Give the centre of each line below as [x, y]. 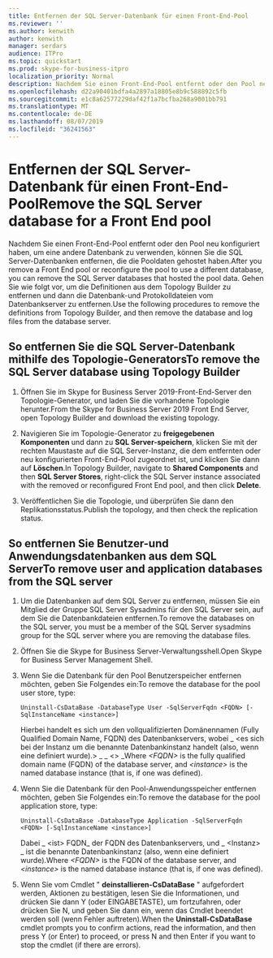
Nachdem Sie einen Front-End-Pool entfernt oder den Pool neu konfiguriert [134, 244]
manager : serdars [38, 46]
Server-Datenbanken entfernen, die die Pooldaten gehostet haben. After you [135, 261]
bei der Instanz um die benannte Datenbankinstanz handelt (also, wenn [139, 747]
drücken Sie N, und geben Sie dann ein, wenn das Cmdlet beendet [132, 911]
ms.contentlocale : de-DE [50, 114]
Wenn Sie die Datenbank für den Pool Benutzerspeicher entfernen [131, 675]
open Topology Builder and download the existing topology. [120, 417]
